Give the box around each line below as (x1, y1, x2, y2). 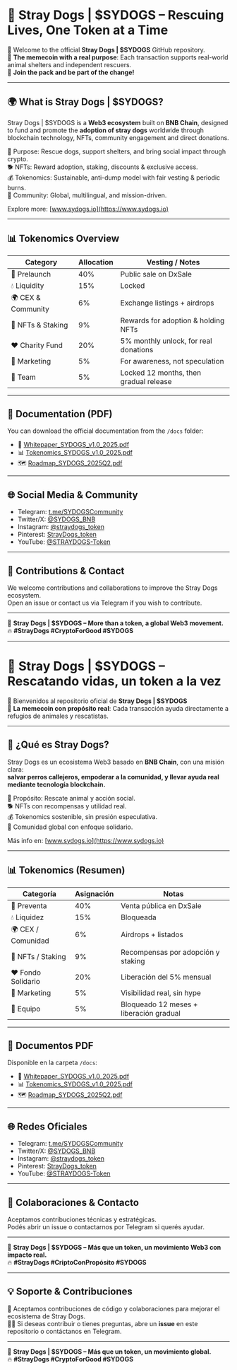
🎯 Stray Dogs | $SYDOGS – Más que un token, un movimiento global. (7, 1347, 212, 1356)
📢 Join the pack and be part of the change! (7, 68, 135, 76)
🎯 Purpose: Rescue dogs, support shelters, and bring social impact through (7, 147, 226, 156)
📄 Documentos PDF (7, 1040, 94, 1052)
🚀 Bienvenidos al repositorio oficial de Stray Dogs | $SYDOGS (7, 697, 188, 705)
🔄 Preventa (11, 900, 47, 910)
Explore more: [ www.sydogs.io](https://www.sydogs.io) (7, 204, 169, 213)
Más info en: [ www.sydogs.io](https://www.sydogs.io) (7, 836, 164, 844)
